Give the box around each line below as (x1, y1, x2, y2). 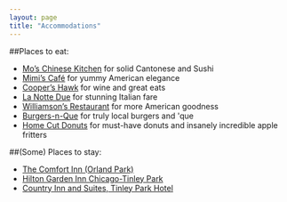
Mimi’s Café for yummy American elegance (21, 72, 180, 83)
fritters (21, 129, 47, 140)
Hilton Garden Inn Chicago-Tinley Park (21, 173, 163, 183)
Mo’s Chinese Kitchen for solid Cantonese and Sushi (21, 63, 214, 74)
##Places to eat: (9, 45, 69, 56)
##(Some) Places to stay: (9, 146, 102, 157)
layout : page (9, 12, 58, 22)
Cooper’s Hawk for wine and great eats (21, 82, 166, 93)
